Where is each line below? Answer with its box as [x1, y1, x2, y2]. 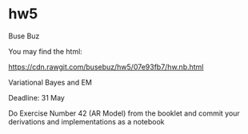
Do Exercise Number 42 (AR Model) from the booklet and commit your [8, 108, 240, 118]
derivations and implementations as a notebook [8, 116, 166, 126]
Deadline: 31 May [8, 93, 66, 102]
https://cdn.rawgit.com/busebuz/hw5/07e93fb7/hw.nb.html [8, 61, 204, 72]
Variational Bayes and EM [8, 77, 92, 87]
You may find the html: [8, 46, 82, 56]
